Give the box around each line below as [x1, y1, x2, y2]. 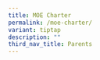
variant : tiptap [8, 26, 61, 34]
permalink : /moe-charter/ [8, 19, 92, 26]
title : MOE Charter [8, 11, 72, 19]
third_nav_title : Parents [8, 41, 92, 48]
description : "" [8, 33, 61, 41]
